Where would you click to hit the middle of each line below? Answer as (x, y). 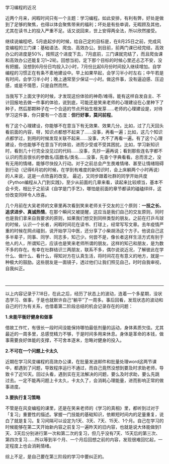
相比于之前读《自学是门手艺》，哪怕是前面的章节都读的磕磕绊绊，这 (92, 188)
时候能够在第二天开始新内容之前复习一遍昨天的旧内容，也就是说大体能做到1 (83, 427)
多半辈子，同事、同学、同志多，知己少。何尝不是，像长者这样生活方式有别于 (84, 237)
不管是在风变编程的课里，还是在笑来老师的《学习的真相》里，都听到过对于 (82, 408)
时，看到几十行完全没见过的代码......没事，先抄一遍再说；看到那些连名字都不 (84, 151)
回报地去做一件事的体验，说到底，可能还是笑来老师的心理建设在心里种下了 (87, 102)
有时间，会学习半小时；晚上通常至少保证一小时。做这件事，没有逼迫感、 (80, 79)
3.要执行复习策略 (23, 397)
